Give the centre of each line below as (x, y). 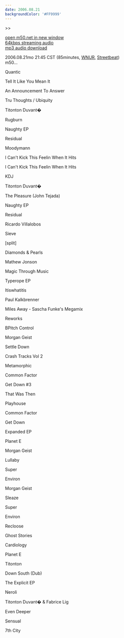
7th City (13, 630)
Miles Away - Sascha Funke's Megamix (44, 309)
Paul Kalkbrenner (22, 300)
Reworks (14, 318)
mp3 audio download (26, 48)
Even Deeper (18, 611)
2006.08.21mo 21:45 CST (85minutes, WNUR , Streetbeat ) (62, 57)
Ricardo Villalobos (23, 224)
